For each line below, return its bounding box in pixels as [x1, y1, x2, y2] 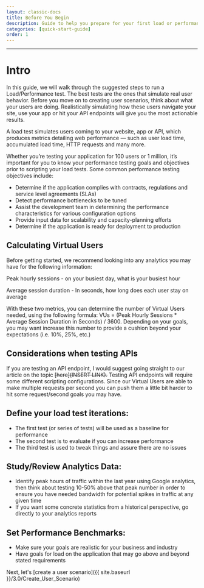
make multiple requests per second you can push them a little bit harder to [6, 384, 192, 391]
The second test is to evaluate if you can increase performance [15, 437, 174, 445]
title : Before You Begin [6, 15, 69, 21]
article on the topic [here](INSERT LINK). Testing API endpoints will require [6, 371, 193, 378]
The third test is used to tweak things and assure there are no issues [15, 444, 187, 451]
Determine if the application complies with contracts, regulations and [15, 184, 188, 191]
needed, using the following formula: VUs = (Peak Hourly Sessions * [6, 311, 177, 319]
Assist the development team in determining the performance [15, 204, 169, 211]
